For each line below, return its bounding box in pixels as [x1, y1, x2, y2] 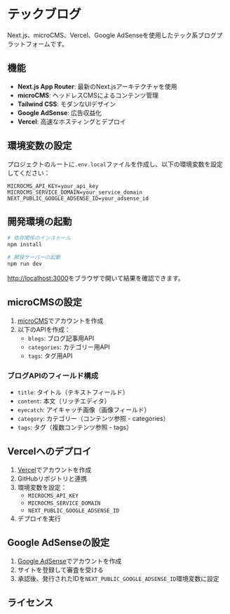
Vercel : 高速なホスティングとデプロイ [17, 117, 126, 126]
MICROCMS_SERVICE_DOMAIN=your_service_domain [7, 189, 142, 196]
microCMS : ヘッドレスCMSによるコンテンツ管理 [17, 91, 159, 99]
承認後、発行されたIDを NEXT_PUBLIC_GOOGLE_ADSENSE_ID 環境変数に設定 [17, 574, 219, 582]
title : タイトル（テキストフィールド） [17, 387, 129, 396]
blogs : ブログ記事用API [27, 334, 95, 342]
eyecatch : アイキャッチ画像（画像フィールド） [17, 405, 151, 414]
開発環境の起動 [7, 215, 72, 227]
